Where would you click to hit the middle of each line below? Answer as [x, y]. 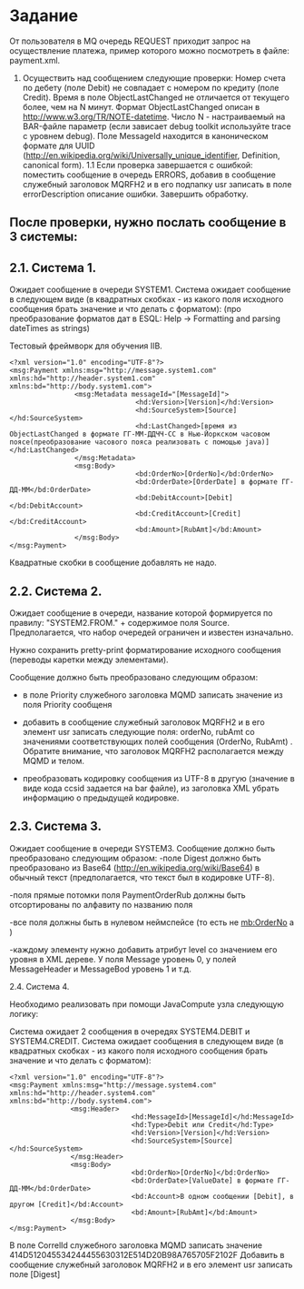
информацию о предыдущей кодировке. [101, 798]
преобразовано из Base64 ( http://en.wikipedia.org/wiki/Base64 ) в [135, 867]
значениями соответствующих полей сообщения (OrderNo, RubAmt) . [157, 741]
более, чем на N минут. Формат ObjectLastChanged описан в [141, 106]
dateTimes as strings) [50, 328]
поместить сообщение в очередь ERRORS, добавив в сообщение [149, 175]
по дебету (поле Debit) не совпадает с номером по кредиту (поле [151, 87]
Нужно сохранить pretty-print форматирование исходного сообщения [145, 650]
